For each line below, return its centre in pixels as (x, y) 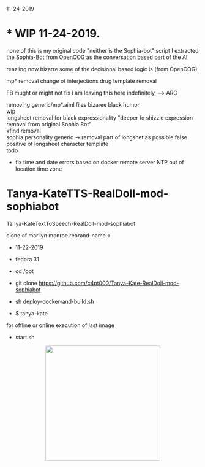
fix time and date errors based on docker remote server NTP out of (100, 162)
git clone (26, 283)
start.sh (25, 337)
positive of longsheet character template (58, 144)
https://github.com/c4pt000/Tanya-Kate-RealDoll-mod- (109, 283)
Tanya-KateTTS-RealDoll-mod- (88, 194)
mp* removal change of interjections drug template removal (82, 81)
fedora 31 (27, 259)
